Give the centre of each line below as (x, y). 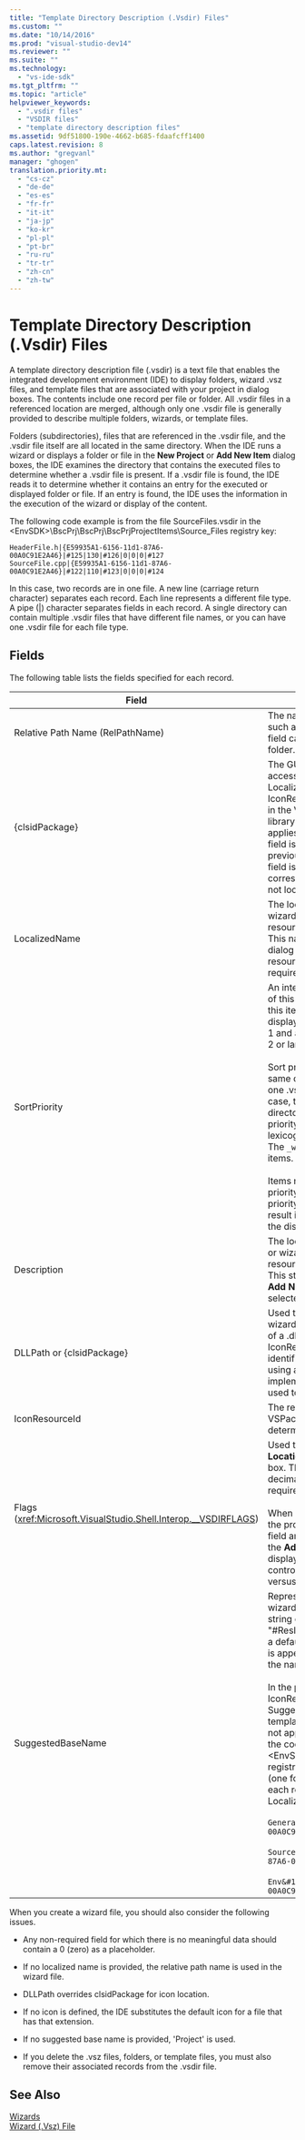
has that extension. (58, 2021)
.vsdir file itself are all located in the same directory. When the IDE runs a (145, 445)
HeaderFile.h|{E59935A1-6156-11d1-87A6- (87, 547)
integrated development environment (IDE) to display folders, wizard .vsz (146, 380)
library (281, 821)
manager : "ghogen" (44, 162)
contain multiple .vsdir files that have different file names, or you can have (148, 617)
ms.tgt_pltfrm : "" (44, 86)
